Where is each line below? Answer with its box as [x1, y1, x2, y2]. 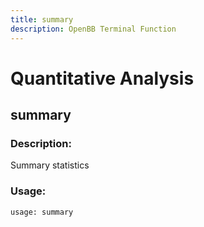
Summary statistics [10, 159, 90, 171]
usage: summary [10, 207, 74, 217]
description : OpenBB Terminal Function [10, 24, 177, 34]
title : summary [10, 14, 74, 25]
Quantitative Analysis [10, 67, 195, 90]
